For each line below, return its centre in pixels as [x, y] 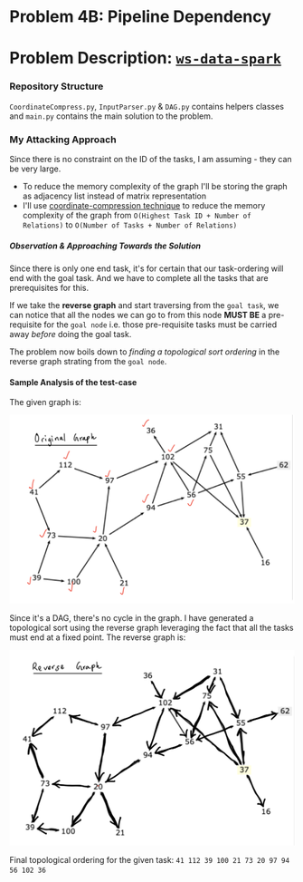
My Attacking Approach [63, 140]
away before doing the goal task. [71, 334]
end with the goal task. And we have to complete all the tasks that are [139, 277]
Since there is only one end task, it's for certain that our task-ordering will [147, 268]
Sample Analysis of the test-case [73, 382]
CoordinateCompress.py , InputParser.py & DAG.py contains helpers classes [147, 106]
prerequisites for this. [49, 287]
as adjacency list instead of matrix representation [114, 196]
